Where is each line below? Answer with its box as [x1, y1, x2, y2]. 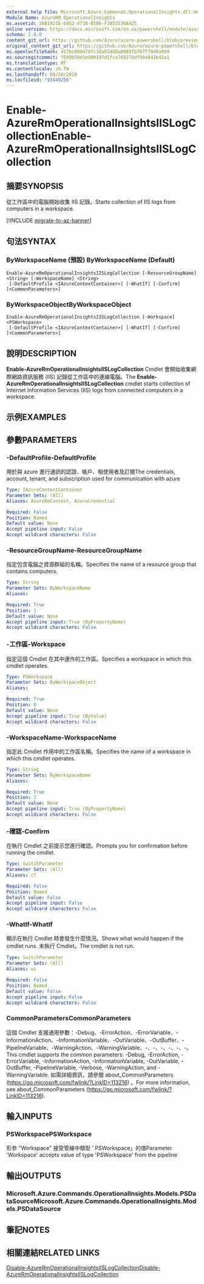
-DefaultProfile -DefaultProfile [6, 453, 96, 462]
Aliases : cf [6, 872, 36, 878]
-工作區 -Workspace [6, 640, 66, 648]
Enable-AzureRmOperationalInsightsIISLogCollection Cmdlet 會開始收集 [6, 365, 191, 373]
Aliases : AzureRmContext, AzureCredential [6, 498, 115, 504]
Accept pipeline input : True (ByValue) [6, 713, 107, 719]
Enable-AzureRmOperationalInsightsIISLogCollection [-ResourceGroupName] [6, 270, 197, 276]
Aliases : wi [6, 966, 36, 972]
